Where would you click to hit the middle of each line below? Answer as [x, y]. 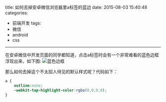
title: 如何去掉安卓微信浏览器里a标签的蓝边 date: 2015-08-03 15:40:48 [76, 7]
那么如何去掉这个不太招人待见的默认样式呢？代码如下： [61, 72]
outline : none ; [28, 86]
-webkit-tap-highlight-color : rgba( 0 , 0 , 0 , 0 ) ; [61, 90]
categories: [17, 13]
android [20, 35]
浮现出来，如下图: [23, 61]
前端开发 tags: [27, 23]
